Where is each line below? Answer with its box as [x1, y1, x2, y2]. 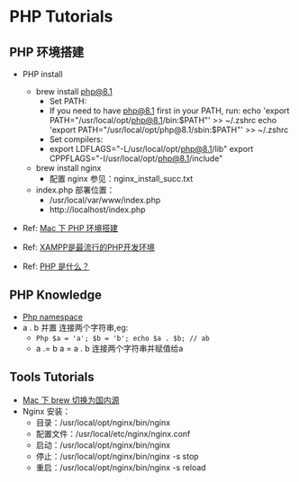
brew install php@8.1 [35, 86, 113, 96]
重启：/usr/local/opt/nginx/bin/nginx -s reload [35, 461, 206, 473]
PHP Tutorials [9, 6, 113, 27]
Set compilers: [49, 134, 104, 145]
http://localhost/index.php [49, 204, 146, 215]
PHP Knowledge [9, 288, 102, 303]
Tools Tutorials [9, 370, 95, 385]
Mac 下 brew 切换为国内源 [22, 394, 120, 406]
